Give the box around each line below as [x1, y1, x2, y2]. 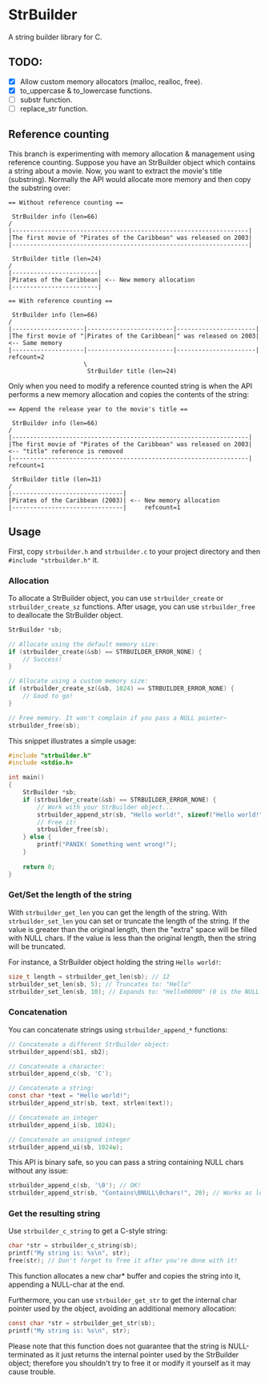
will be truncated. [8, 941, 66, 951]
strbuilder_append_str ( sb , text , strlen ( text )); [8, 1099, 174, 1108]
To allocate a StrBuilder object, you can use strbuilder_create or [8, 593, 224, 602]
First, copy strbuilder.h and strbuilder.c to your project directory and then [8, 546, 261, 556]
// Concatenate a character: [8, 1062, 106, 1070]
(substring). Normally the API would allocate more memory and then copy [8, 174, 251, 184]
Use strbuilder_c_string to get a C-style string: [8, 1226, 168, 1236]
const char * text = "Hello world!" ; [8, 1092, 130, 1100]
